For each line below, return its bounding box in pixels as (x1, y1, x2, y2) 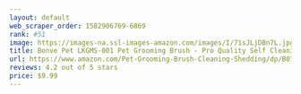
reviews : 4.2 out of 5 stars (9, 64, 118, 73)
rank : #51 (9, 30, 47, 38)
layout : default (9, 13, 70, 22)
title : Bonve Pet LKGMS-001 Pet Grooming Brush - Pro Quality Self (9, 47, 267, 56)
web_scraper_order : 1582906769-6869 (9, 21, 146, 30)
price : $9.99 (9, 72, 58, 81)
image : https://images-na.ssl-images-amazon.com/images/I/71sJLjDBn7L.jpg (9, 38, 295, 47)
